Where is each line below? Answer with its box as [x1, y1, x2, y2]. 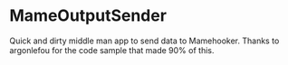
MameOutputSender [9, 5, 168, 26]
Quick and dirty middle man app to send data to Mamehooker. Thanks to [9, 35, 280, 46]
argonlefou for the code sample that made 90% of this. [9, 44, 215, 55]
